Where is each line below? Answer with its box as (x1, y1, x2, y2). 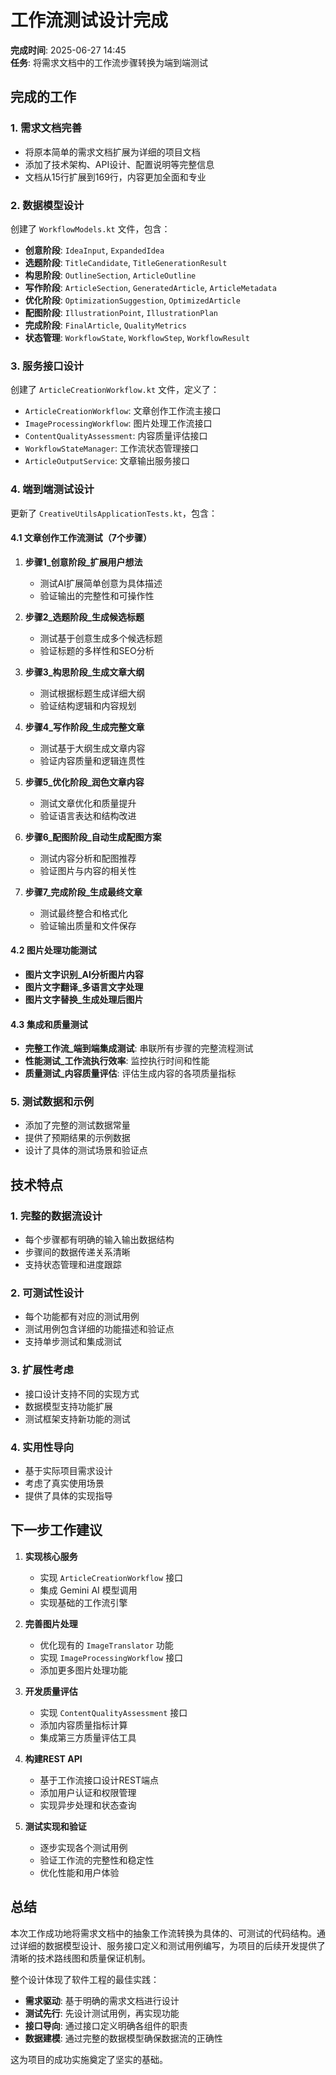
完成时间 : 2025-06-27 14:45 (10, 44, 127, 56)
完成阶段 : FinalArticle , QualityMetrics (24, 319, 187, 331)
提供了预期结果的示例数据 (24, 1132, 131, 1144)
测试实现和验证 (24, 1820, 87, 1832)
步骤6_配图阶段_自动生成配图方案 (24, 831, 162, 843)
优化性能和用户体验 (39, 1866, 120, 1878)
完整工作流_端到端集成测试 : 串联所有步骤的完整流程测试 (24, 1042, 254, 1055)
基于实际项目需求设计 (24, 1465, 113, 1476)
